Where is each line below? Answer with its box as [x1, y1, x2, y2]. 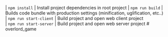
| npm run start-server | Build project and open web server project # [5, 20, 150, 26]
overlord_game [5, 26, 37, 32]
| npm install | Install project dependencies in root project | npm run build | [5, 5, 163, 10]
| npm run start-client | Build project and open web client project [5, 15, 144, 21]
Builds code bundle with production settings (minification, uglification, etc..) [5, 10, 163, 16]
